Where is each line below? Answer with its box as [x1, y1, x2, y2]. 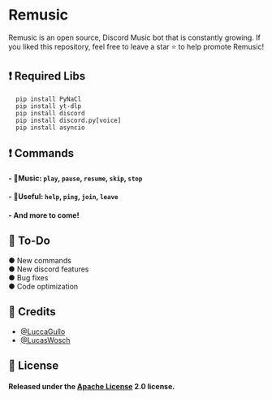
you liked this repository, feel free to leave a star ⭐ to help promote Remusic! [8, 41, 265, 51]
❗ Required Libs [8, 69, 86, 83]
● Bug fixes [8, 272, 49, 282]
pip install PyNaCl [15, 95, 82, 103]
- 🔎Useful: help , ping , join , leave [8, 192, 119, 202]
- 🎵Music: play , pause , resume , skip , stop [8, 173, 143, 183]
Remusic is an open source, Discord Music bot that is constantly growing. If [8, 33, 261, 42]
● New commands [8, 255, 71, 265]
